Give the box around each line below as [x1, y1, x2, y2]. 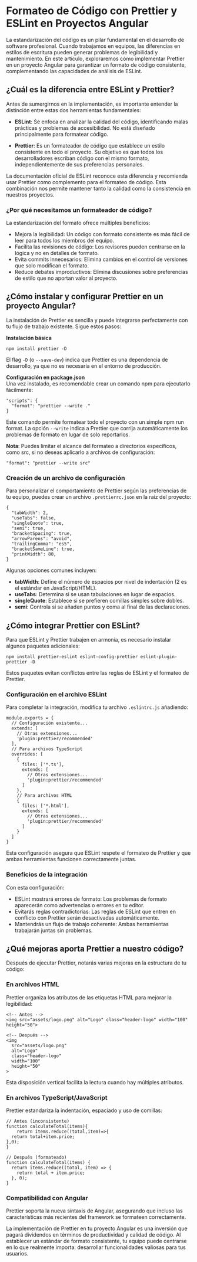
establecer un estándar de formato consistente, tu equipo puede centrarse [6, 1238, 187, 1245]
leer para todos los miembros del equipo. [14, 237, 115, 244]
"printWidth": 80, [11, 551, 57, 557]
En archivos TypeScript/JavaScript [6, 1093, 108, 1101]
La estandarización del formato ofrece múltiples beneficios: [6, 220, 151, 227]
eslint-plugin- [140, 653, 178, 659]
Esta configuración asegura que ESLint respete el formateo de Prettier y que [6, 849, 191, 856]
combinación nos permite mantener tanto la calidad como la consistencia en [6, 185, 191, 192]
